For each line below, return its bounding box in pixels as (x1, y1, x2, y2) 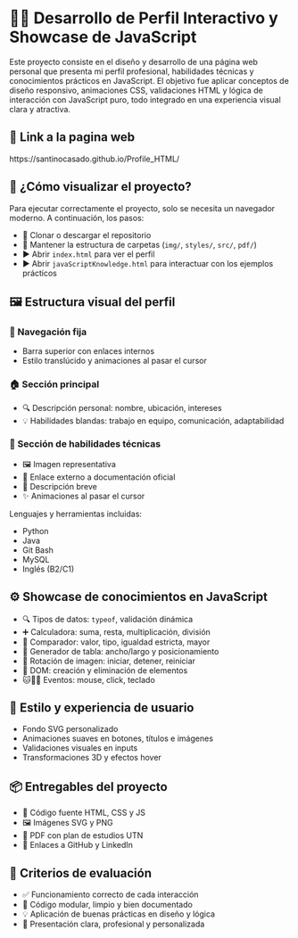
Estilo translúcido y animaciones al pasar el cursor (21, 356, 207, 366)
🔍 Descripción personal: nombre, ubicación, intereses (21, 402, 222, 413)
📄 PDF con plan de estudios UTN (21, 830, 144, 841)
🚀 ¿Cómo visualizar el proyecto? (9, 179, 192, 194)
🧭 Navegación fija (9, 325, 87, 338)
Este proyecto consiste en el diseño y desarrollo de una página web (9, 56, 259, 67)
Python (21, 525, 49, 536)
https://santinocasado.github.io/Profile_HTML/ (9, 153, 180, 164)
